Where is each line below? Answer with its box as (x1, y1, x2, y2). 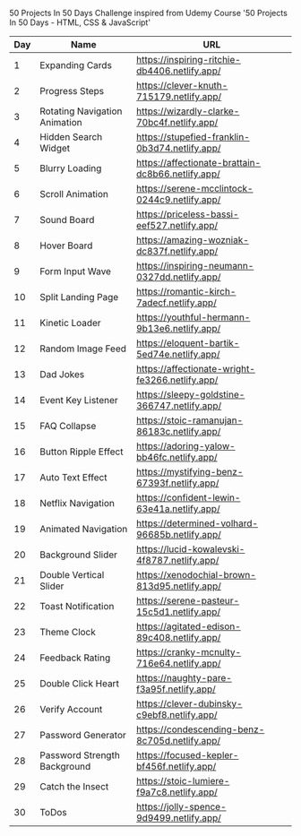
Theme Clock (39, 626, 97, 638)
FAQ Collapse (39, 420, 97, 432)
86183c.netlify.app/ (135, 426, 221, 437)
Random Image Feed (39, 342, 127, 355)
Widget (39, 142, 71, 154)
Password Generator (39, 729, 127, 741)
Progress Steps (39, 85, 105, 97)
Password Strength (39, 749, 121, 761)
